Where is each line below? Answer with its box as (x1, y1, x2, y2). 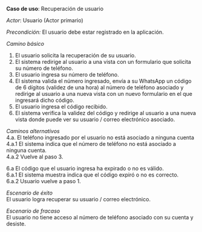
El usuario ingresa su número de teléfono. (15, 71, 119, 78)
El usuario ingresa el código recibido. (15, 103, 108, 110)
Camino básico (6, 40, 44, 47)
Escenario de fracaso (6, 207, 60, 215)
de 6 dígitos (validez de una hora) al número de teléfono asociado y (15, 84, 184, 91)
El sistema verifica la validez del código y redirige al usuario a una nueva (15, 110, 197, 116)
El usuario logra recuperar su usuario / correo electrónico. (6, 196, 151, 202)
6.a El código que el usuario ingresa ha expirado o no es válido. (6, 165, 165, 172)
